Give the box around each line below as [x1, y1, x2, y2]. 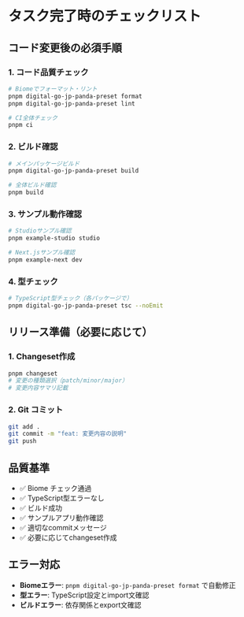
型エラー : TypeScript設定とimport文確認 [19, 590, 150, 600]
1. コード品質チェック [8, 66, 89, 77]
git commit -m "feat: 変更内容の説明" [8, 430, 128, 438]
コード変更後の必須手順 [8, 41, 122, 54]
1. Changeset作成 [8, 351, 76, 362]
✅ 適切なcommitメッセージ [19, 522, 108, 532]
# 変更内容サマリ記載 [8, 384, 68, 392]
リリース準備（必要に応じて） [8, 325, 153, 339]
